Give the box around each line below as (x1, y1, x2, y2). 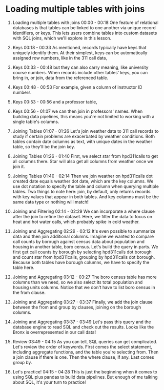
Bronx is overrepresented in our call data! (12, 329, 96, 335)
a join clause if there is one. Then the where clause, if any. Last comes (12, 354, 154, 360)
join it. (12, 164, 25, 169)
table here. (12, 265, 35, 270)
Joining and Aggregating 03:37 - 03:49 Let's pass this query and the (12, 319, 151, 325)
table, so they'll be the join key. (12, 144, 75, 149)
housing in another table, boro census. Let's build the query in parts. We (12, 244, 158, 249)
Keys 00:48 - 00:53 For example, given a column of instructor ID (12, 84, 143, 90)
